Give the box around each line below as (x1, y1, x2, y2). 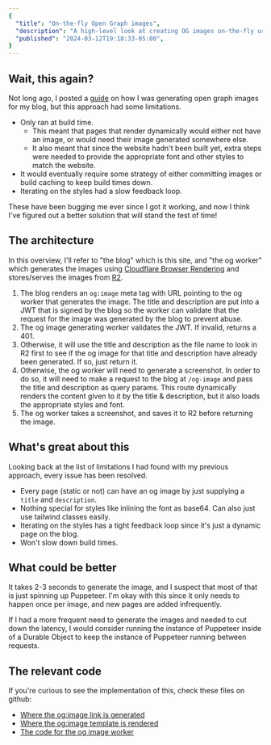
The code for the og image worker (19, 727, 135, 737)
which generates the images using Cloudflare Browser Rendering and (8, 263, 240, 273)
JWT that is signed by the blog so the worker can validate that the (19, 305, 240, 315)
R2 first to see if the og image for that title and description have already (19, 348, 257, 358)
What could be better (8, 561, 117, 575)
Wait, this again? (8, 72, 94, 86)
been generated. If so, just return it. (19, 356, 139, 366)
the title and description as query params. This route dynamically (19, 382, 236, 392)
